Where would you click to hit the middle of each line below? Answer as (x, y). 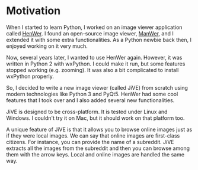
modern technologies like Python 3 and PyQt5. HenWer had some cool (92, 94)
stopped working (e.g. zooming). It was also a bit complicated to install (92, 70)
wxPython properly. (30, 76)
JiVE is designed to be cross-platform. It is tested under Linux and (87, 112)
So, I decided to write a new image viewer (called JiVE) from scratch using (97, 87)
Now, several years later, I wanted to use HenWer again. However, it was (94, 57)
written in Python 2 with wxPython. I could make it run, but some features (96, 64)
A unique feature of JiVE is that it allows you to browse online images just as (99, 129)
